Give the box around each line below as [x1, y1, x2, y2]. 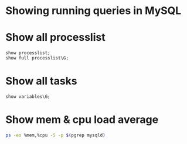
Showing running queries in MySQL [5, 4, 182, 17]
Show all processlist [5, 31, 106, 44]
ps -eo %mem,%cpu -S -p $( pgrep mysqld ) [5, 132, 106, 138]
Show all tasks [5, 75, 77, 88]
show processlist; [5, 50, 50, 56]
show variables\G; [5, 94, 50, 100]
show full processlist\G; [5, 55, 69, 61]
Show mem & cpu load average [5, 113, 159, 127]
